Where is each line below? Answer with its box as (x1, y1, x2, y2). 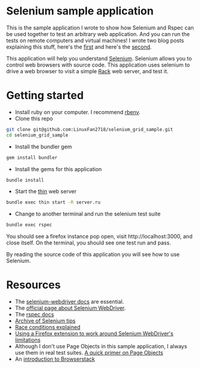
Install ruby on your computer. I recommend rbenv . (14, 108, 141, 115)
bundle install (6, 177, 44, 183)
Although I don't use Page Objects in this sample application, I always (14, 343, 187, 350)
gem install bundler (6, 154, 58, 160)
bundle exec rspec (6, 222, 52, 228)
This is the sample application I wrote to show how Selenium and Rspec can (6, 24, 194, 31)
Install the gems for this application (14, 165, 102, 172)
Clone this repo (14, 115, 53, 122)
